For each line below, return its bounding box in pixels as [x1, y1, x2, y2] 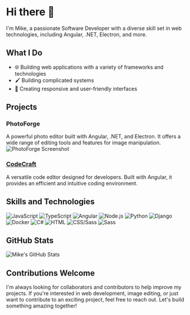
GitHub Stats [6, 235, 54, 245]
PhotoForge [6, 120, 40, 128]
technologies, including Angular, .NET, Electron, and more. [6, 31, 147, 38]
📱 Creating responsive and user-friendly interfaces [14, 85, 138, 92]
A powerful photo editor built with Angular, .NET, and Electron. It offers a [6, 133, 181, 140]
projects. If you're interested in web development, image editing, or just [6, 290, 179, 297]
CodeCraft [6, 160, 37, 168]
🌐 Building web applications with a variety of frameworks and [14, 63, 164, 70]
